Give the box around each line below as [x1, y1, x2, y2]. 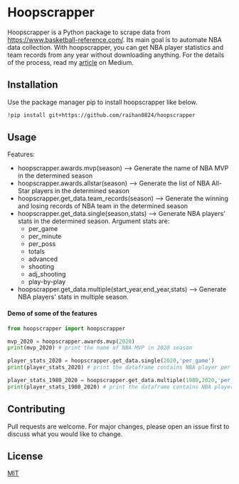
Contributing [7, 403, 65, 416]
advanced [28, 254, 58, 264]
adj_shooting [28, 270, 66, 279]
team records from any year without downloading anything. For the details [7, 51, 225, 59]
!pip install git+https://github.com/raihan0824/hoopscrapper [7, 111, 196, 118]
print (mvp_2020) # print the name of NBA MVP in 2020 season [7, 344, 193, 351]
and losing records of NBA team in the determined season [17, 202, 188, 210]
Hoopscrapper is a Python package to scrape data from [7, 28, 171, 36]
